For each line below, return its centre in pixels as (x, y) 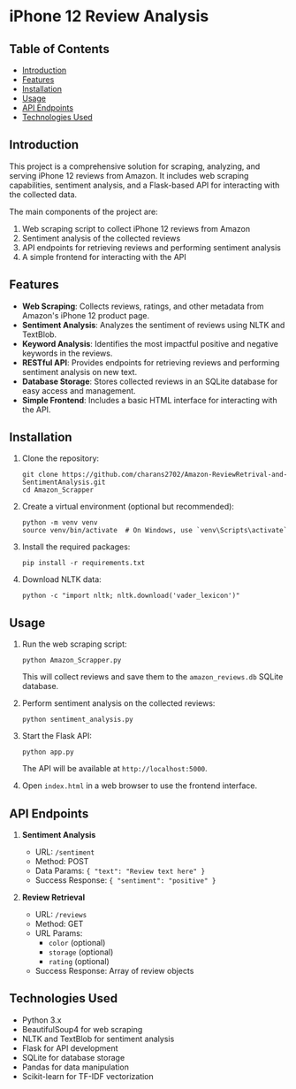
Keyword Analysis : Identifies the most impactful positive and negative (150, 343)
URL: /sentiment (65, 852)
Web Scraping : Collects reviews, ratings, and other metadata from (143, 306)
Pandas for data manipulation (76, 1067)
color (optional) (77, 943)
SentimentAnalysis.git (64, 483)
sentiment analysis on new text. (80, 372)
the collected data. (43, 194)
